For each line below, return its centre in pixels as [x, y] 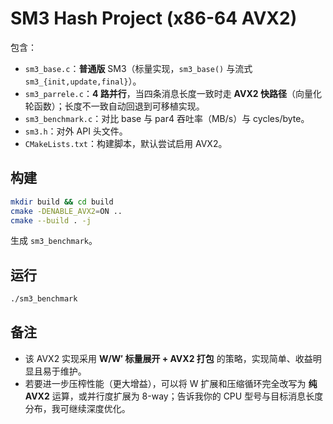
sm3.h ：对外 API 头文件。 [76, 131]
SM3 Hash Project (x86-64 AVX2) [154, 18]
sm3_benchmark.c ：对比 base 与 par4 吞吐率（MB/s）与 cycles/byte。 [167, 118]
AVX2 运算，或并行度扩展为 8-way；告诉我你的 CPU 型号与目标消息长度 [174, 396]
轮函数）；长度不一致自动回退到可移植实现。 [114, 106]
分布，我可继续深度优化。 [77, 408]
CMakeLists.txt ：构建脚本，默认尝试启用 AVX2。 [126, 143]
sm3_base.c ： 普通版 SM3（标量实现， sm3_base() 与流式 [138, 68]
